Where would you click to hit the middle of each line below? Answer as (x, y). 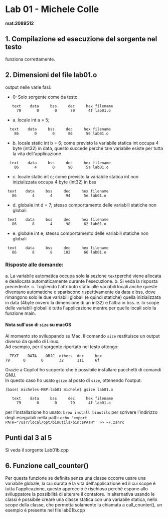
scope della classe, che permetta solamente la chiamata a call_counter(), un (84, 504)
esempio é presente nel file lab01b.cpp (45, 510)
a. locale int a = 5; (31, 120)
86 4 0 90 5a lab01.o (61, 167)
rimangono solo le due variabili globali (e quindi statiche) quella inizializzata (83, 297)
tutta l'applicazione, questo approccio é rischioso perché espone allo (76, 489)
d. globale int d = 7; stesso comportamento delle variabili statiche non (85, 205)
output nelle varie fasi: (28, 87)
